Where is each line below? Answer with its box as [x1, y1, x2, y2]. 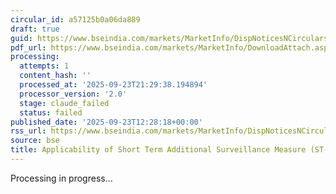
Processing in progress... [10, 172, 113, 184]
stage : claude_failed [19, 98, 110, 108]
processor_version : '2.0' [19, 89, 128, 99]
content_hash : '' [19, 71, 92, 81]
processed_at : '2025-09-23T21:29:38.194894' [19, 80, 208, 90]
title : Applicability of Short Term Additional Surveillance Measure [10, 145, 307, 155]
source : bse [10, 136, 60, 146]
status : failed [19, 107, 83, 118]
